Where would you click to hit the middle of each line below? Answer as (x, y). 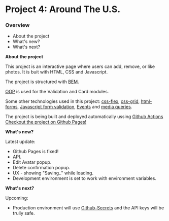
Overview (18, 25)
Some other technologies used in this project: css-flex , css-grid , (73, 101)
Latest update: (20, 142)
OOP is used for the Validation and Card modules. (57, 92)
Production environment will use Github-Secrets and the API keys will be (88, 208)
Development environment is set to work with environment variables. (84, 178)
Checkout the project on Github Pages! (46, 122)
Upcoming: (17, 198)
